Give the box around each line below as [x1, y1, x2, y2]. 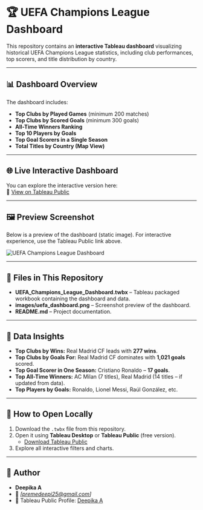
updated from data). [14, 380, 65, 386]
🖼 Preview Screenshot [6, 212, 95, 222]
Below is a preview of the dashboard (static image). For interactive [6, 231, 172, 239]
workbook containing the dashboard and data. [14, 295, 130, 302]
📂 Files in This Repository [6, 273, 104, 283]
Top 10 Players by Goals [14, 129, 77, 137]
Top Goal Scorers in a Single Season [14, 136, 108, 143]
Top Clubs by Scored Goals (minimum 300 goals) [14, 116, 139, 124]
